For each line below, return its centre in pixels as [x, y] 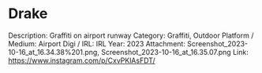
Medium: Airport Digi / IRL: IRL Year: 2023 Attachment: [97, 43]
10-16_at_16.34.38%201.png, [54, 52]
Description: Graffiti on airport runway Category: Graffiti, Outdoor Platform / [131, 35]
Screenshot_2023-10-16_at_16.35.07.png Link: [175, 52]
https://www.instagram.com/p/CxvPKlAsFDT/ [82, 60]
